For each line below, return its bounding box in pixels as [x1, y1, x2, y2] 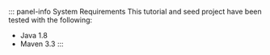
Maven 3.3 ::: [19, 39, 64, 49]
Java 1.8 [19, 31, 49, 40]
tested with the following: [8, 15, 93, 25]
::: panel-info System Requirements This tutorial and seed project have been [8, 7, 263, 16]
